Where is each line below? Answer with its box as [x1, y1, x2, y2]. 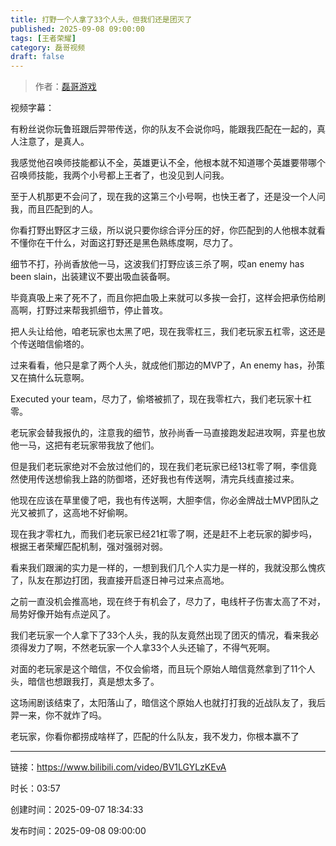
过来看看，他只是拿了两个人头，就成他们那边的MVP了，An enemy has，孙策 [10, 359, 326, 371]
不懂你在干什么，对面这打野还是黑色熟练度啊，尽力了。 [10, 237, 238, 249]
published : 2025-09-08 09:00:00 [10, 24, 145, 34]
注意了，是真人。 [18, 136, 90, 148]
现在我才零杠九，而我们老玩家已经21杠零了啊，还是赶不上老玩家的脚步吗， [10, 528, 318, 540]
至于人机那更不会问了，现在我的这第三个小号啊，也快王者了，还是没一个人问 [10, 191, 326, 203]
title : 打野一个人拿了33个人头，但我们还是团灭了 [10, 14, 193, 25]
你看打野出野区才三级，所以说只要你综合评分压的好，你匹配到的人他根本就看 [10, 224, 326, 236]
